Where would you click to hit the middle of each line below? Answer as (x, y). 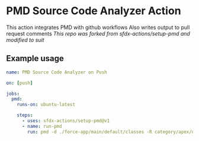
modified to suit (25, 40)
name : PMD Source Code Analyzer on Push (57, 72)
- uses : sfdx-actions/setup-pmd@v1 (66, 121)
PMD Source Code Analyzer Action (94, 11)
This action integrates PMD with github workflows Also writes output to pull (98, 27)
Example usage (35, 58)
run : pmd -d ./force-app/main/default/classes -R (90, 132)
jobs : (13, 94)
